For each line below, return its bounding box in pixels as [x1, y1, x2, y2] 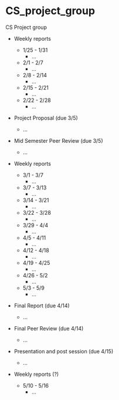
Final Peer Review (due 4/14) [13, 324, 84, 332]
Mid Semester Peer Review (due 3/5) [13, 137, 103, 144]
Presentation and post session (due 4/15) [13, 347, 114, 355]
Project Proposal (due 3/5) [13, 114, 79, 122]
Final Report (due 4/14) [13, 302, 70, 309]
